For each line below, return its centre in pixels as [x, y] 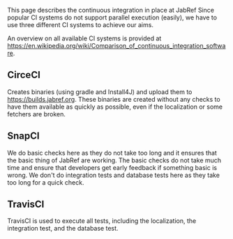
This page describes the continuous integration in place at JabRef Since [111, 10]
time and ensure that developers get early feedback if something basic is [112, 167]
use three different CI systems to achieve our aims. [80, 25]
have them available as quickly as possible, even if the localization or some [115, 107]
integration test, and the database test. [63, 229]
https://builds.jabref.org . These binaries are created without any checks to [114, 99]
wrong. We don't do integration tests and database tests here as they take [113, 175]
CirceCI [24, 75]
